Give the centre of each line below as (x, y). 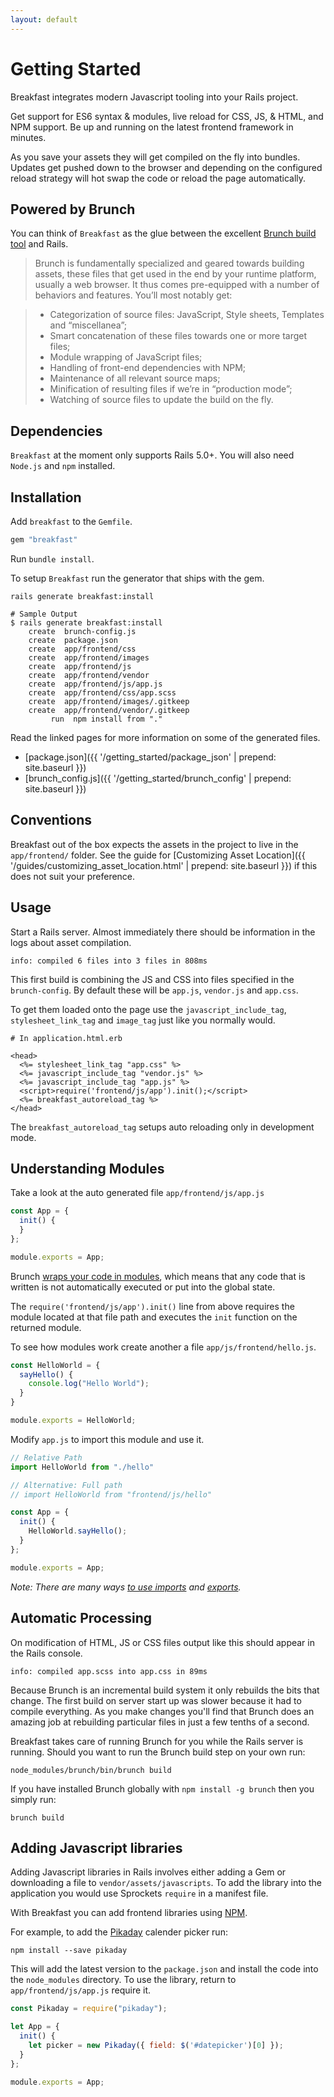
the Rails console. (46, 1653)
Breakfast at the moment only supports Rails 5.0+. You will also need (152, 455)
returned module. (46, 1327)
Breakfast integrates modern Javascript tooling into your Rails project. (154, 97)
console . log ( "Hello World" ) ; (89, 1384)
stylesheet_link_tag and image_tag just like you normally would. (143, 1020)
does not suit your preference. (73, 876)
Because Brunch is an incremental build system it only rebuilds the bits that (165, 1690)
